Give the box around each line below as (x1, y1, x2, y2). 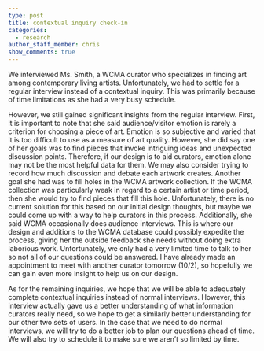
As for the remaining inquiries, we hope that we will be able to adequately (8, 284, 246, 294)
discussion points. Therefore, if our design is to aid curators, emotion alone (8, 152, 251, 161)
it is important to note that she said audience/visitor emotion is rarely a (8, 119, 236, 127)
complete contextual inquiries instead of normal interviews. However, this (8, 293, 246, 301)
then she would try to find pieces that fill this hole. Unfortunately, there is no (8, 194, 254, 203)
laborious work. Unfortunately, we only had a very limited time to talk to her (8, 244, 251, 253)
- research (15, 33, 51, 42)
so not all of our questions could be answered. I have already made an (8, 253, 236, 261)
